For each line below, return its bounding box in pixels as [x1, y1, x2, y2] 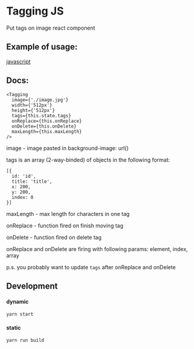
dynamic [6, 298, 29, 305]
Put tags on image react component [6, 24, 95, 31]
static [6, 324, 21, 331]
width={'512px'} [11, 102, 52, 108]
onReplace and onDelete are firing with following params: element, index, [6, 245, 188, 252]
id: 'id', [11, 173, 36, 179]
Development [6, 281, 58, 291]
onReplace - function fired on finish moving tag [6, 222, 124, 229]
